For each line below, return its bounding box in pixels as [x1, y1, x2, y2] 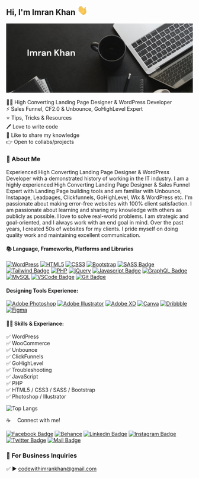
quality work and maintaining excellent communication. [6, 231, 141, 239]
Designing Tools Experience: [6, 287, 79, 294]
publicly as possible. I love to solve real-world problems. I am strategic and [6, 213, 189, 220]
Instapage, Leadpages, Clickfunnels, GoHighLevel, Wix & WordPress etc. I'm [6, 194, 193, 201]
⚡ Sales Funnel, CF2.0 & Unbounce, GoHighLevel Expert [6, 105, 143, 112]
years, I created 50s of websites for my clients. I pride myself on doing [6, 225, 178, 232]
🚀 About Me [6, 155, 41, 163]
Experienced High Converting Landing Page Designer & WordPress [6, 168, 170, 175]
